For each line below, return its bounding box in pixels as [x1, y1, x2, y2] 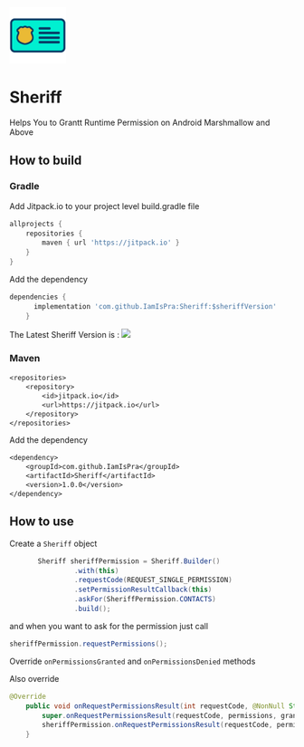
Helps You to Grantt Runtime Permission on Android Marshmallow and [9, 117, 271, 128]
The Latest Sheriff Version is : [9, 329, 120, 340]
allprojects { [9, 219, 63, 228]
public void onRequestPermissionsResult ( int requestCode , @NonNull [25, 701, 285, 711]
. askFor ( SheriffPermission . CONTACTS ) [73, 595, 217, 604]
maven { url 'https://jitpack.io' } [42, 238, 180, 247]
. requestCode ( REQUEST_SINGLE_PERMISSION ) [73, 576, 233, 585]
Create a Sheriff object [9, 538, 98, 549]
